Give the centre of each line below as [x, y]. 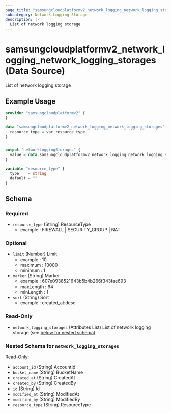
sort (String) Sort [31, 298]
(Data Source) [35, 71]
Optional [16, 243]
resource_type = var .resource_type [48, 132]
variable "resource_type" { [35, 169]
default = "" [24, 178]
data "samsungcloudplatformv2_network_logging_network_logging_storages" [85, 127]
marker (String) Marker [36, 276]
